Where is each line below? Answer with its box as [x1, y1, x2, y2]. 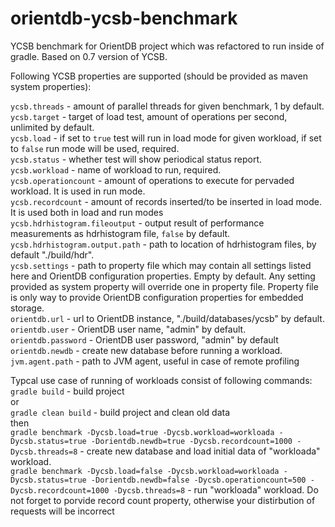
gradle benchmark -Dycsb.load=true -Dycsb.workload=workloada [10, 427, 275, 437]
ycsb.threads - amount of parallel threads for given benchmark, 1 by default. [10, 100, 325, 112]
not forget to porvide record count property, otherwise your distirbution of [10, 494, 316, 506]
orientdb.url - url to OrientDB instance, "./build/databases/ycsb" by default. [10, 312, 325, 324]
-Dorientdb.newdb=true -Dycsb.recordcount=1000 [90, 436, 293, 446]
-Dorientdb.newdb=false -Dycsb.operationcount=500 [90, 475, 307, 485]
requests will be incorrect [10, 505, 115, 517]
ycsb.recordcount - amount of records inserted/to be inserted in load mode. [10, 195, 323, 207]
